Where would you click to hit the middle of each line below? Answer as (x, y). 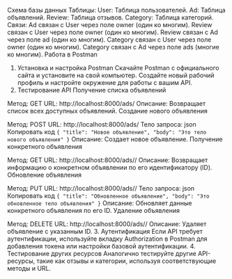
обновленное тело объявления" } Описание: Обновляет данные (100, 203)
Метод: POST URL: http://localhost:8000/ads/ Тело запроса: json (102, 124)
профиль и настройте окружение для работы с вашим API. (105, 82)
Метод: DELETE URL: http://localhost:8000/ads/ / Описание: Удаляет (107, 224)
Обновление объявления (45, 175)
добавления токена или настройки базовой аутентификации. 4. (102, 246)
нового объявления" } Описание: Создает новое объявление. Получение (115, 139)
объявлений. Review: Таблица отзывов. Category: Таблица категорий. (110, 17)
